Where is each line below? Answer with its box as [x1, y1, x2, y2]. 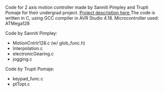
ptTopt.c [12, 81, 30, 87]
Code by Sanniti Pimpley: [5, 30, 58, 36]
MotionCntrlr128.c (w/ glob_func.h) [12, 40, 86, 46]
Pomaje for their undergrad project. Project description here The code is [5, 10, 155, 16]
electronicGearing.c [12, 51, 54, 57]
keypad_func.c [12, 76, 44, 81]
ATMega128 [5, 20, 30, 26]
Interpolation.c [12, 45, 43, 51]
